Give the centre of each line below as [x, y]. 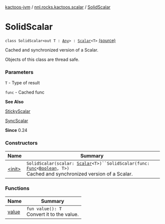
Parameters [19, 72]
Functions [17, 188]
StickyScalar [18, 111]
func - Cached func [25, 92]
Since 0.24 [16, 130]
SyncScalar [17, 121]
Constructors [21, 143]
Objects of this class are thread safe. [42, 59]
